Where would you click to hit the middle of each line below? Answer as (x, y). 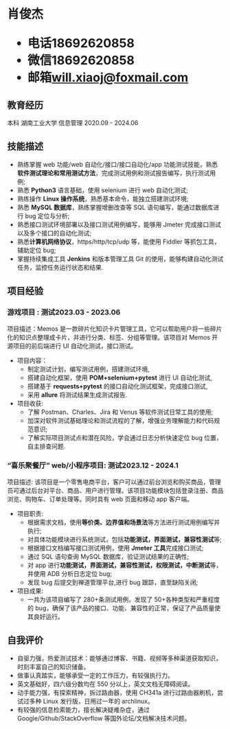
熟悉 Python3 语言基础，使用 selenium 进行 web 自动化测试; (102, 190)
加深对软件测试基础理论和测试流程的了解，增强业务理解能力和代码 (120, 420)
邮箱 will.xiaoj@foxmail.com (108, 78)
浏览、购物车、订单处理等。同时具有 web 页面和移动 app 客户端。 (100, 499)
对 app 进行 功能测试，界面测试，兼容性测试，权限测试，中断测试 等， (125, 565)
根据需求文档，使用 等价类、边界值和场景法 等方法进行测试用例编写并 (124, 522)
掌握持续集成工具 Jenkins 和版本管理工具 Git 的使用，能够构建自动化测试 (120, 259)
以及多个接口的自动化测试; (54, 233)
